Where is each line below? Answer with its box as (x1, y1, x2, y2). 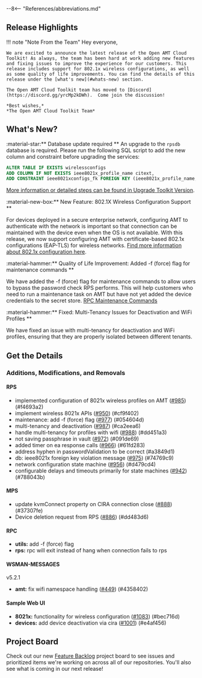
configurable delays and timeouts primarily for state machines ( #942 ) (14, 467, 188, 474)
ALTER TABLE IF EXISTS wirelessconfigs (6, 165, 106, 171)
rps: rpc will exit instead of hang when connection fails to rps (14, 547, 167, 554)
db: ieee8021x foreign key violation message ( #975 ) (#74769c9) (14, 454, 174, 462)
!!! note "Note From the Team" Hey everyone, (6, 38, 118, 46)
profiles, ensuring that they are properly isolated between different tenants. (6, 333, 192, 340)
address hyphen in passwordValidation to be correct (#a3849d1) (14, 448, 175, 455)
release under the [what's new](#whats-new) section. (6, 76, 144, 82)
